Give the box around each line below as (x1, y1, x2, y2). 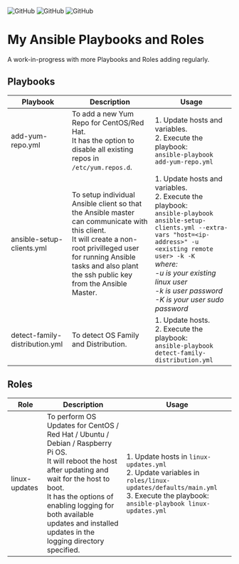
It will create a (72, 234, 119, 244)
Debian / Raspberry (46, 438, 112, 448)
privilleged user (87, 243, 139, 252)
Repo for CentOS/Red (72, 117, 144, 127)
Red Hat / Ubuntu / (46, 429, 110, 439)
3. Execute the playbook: (126, 491, 210, 501)
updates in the (46, 527, 95, 537)
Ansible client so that (72, 198, 142, 208)
